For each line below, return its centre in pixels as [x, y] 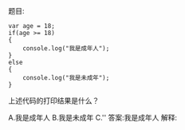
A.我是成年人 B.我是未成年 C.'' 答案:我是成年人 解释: [93, 118]
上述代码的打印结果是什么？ [54, 100]
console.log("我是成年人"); [66, 49]
